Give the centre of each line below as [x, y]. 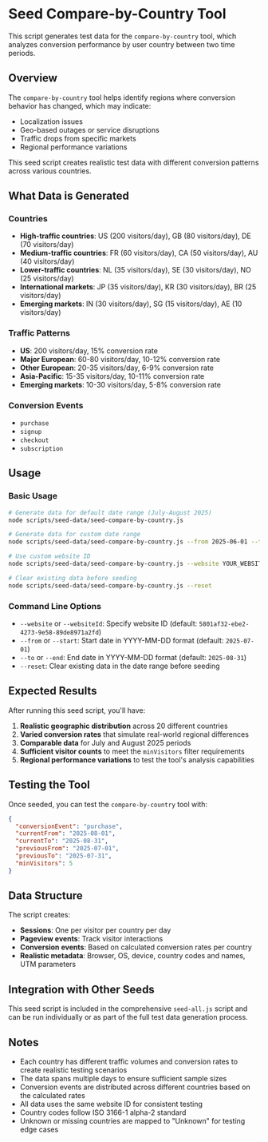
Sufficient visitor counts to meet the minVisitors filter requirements [132, 751]
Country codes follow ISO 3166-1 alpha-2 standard [103, 1112]
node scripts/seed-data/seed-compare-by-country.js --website [114, 564]
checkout [34, 440]
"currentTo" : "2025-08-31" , [62, 841]
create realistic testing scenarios [73, 1070]
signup [31, 432]
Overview [33, 78]
